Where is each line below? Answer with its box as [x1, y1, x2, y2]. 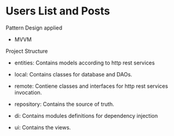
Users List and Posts [5, 4, 111, 18]
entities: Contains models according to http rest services [14, 59, 155, 66]
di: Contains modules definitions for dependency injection [14, 112, 158, 119]
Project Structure [5, 47, 48, 55]
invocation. [14, 88, 42, 96]
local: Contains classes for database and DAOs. [14, 70, 132, 78]
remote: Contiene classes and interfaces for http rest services [14, 82, 169, 90]
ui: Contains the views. [14, 123, 71, 131]
